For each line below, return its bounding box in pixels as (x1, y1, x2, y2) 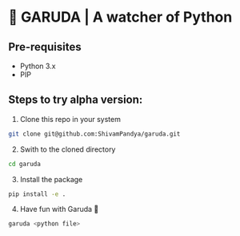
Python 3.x (19, 61, 56, 71)
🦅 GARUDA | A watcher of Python (8, 8, 233, 26)
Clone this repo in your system (19, 114, 122, 124)
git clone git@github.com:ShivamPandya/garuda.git (8, 129, 181, 138)
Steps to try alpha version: (8, 93, 143, 107)
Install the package (19, 174, 83, 184)
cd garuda (8, 160, 42, 168)
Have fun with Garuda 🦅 (19, 205, 99, 214)
